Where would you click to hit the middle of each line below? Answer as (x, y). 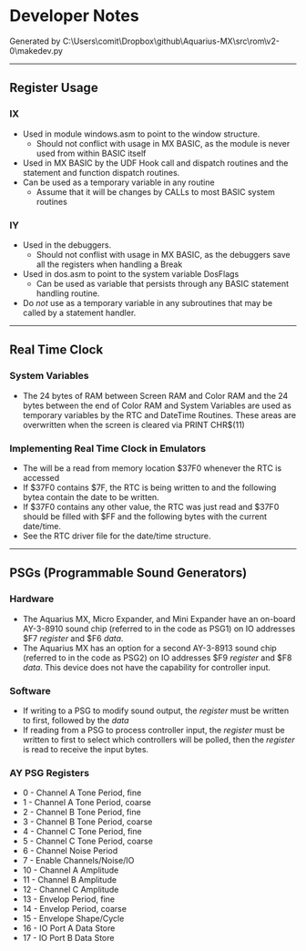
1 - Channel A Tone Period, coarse (87, 803)
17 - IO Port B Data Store (68, 938)
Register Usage (54, 88)
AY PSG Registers (49, 772)
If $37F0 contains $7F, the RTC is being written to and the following (149, 487)
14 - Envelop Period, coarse (75, 909)
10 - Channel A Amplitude (71, 870)
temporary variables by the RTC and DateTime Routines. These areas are (159, 414)
